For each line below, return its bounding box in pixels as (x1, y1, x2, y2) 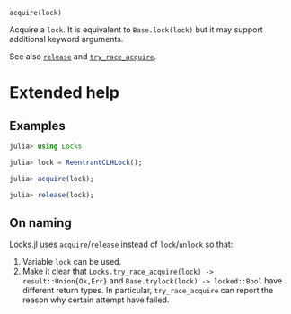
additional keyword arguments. (9, 34, 124, 44)
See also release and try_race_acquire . (9, 51, 157, 62)
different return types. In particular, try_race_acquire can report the (22, 285, 274, 296)
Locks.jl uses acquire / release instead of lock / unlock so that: (9, 239, 234, 250)
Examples (9, 118, 66, 134)
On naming (9, 215, 72, 231)
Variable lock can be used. (22, 257, 122, 267)
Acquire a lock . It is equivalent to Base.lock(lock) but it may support (9, 24, 263, 35)
